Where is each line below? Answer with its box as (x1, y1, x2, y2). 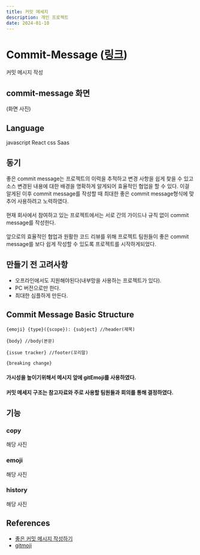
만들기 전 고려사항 (6, 260, 68, 270)
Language (6, 123, 45, 133)
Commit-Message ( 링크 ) (6, 48, 128, 61)
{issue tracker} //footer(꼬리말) (6, 350, 89, 356)
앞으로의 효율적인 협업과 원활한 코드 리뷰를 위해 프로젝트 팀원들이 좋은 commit (6, 233, 189, 240)
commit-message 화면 (6, 88, 90, 98)
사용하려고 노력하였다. (17, 197, 69, 204)
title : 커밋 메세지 (6, 8, 49, 15)
